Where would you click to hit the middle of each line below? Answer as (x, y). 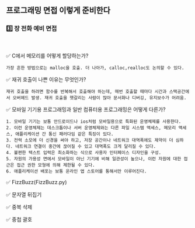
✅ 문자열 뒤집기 (24, 194)
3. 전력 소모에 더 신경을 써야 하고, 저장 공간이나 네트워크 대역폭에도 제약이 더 (90, 140)
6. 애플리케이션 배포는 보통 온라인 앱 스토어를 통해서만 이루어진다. (76, 171)
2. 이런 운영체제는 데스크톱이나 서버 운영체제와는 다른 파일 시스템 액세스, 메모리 (91, 127)
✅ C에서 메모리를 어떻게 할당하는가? (47, 56)
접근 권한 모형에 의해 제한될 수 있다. (56, 165)
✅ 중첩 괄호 (19, 219)
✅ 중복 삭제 (19, 207)
